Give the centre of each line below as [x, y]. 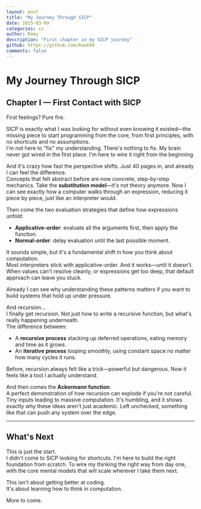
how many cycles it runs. [45, 357]
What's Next [30, 437]
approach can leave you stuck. [44, 278]
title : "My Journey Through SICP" [49, 17]
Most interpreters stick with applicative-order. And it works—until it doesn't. [100, 264]
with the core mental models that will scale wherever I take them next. [92, 471]
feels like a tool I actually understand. [52, 375]
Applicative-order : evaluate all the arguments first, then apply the [96, 227]
